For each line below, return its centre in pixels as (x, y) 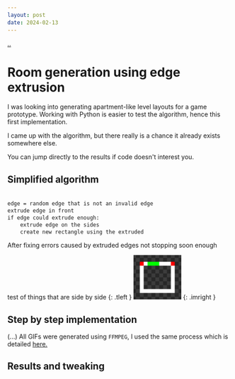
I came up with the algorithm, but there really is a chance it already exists (114, 136)
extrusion (36, 87)
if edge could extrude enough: (53, 218)
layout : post (27, 15)
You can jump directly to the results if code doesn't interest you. (101, 157)
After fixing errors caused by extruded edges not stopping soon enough (112, 246)
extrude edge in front (41, 211)
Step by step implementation (72, 319)
